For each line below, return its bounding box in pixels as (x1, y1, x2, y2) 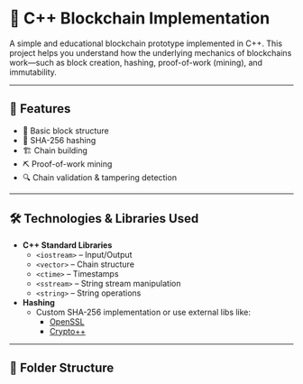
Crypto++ (49, 325, 86, 336)
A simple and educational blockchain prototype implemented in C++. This (9, 38, 282, 49)
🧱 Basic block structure (22, 125, 110, 136)
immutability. (9, 67, 57, 78)
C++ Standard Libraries (22, 239, 113, 251)
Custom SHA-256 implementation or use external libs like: (35, 306, 251, 317)
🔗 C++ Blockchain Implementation (9, 8, 271, 29)
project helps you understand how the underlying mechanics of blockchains (9, 47, 292, 58)
